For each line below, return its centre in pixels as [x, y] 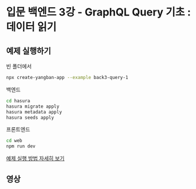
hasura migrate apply [33, 106]
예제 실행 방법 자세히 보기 [36, 159]
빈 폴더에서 [19, 66]
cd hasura [18, 101]
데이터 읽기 [31, 27]
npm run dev [21, 146]
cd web [14, 141]
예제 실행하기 [29, 51]
